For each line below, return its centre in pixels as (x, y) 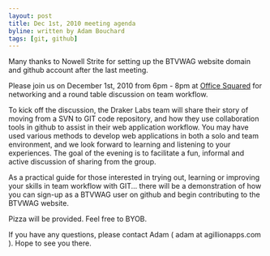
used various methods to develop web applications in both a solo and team (134, 136)
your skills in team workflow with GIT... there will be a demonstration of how (135, 186)
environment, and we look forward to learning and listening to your (120, 145)
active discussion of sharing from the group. (82, 162)
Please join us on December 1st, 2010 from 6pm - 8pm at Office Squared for (135, 86)
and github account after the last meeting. (78, 70)
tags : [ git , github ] (43, 38)
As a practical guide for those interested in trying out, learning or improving (134, 177)
